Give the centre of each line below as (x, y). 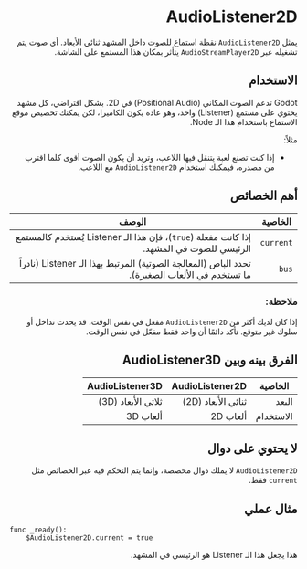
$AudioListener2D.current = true (90, 538)
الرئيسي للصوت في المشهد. (197, 248)
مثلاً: (290, 140)
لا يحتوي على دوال (252, 449)
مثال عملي (270, 509)
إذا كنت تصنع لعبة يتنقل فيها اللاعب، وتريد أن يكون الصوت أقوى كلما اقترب (150, 157)
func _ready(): (38, 530)
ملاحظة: (281, 301)
